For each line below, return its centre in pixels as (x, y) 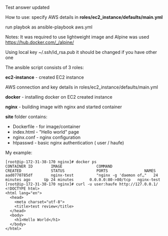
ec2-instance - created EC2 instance (45, 77)
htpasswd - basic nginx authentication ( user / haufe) (68, 143)
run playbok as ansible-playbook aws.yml (49, 27)
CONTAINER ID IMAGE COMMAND (59, 166)
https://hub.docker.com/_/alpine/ (40, 42)
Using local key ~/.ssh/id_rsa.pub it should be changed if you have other (81, 52)
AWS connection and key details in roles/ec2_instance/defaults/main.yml (82, 87)
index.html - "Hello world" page (46, 132)
